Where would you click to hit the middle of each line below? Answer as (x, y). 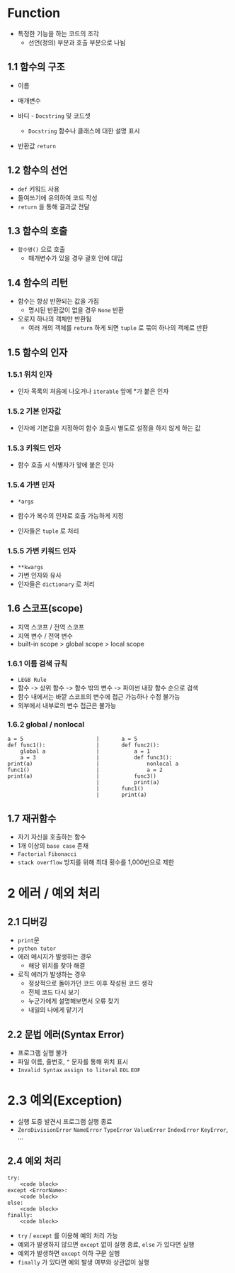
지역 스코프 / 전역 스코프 (51, 627)
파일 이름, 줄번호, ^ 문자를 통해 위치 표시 (73, 1062)
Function (34, 13)
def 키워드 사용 (39, 189)
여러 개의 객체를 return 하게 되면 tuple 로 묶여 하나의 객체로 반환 (118, 328)
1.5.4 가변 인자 (31, 485)
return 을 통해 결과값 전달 (53, 206)
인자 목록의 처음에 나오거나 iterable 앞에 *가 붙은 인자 (93, 391)
